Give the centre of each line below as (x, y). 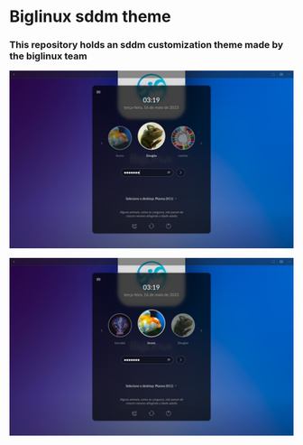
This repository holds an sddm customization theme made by (147, 45)
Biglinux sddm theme (90, 17)
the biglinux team (48, 56)
